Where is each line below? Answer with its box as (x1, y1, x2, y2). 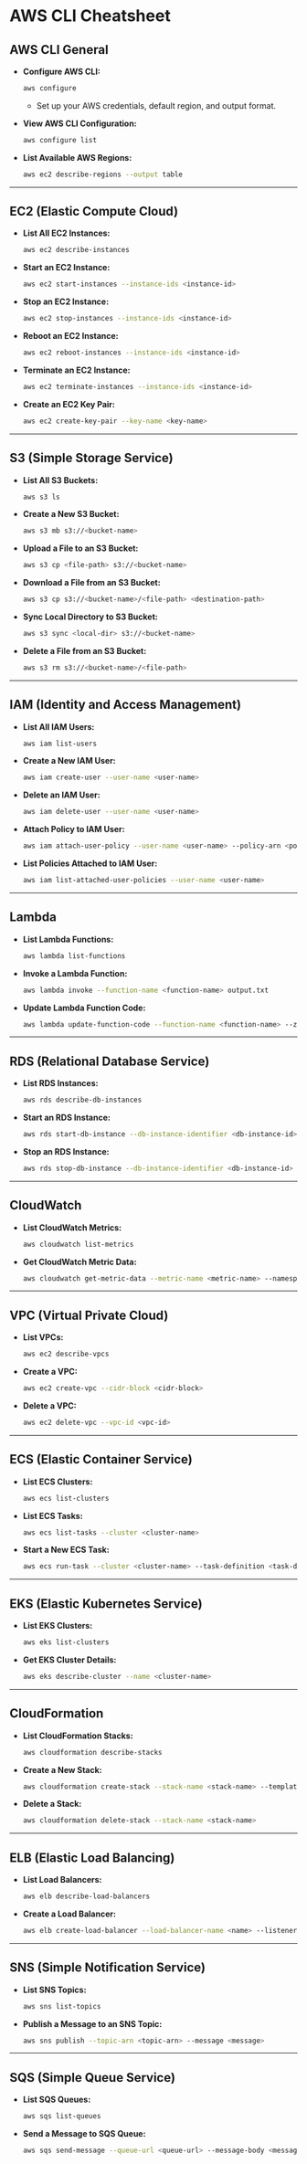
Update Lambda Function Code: (22, 1002, 146, 1013)
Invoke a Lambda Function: (22, 967, 128, 978)
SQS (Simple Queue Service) (9, 2070, 176, 2085)
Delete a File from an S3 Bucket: (22, 645, 147, 656)
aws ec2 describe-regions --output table (22, 170, 184, 179)
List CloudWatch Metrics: (22, 1221, 122, 1233)
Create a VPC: (22, 1367, 78, 1378)
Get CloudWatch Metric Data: (22, 1256, 137, 1267)
